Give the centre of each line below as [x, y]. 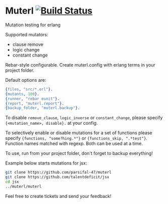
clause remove [28, 44]
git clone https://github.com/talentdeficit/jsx [57, 177]
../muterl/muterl [23, 186]
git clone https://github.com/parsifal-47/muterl [59, 172]
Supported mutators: [27, 34]
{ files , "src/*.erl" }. [29, 89]
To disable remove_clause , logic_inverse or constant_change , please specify [84, 118]
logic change [26, 49]
